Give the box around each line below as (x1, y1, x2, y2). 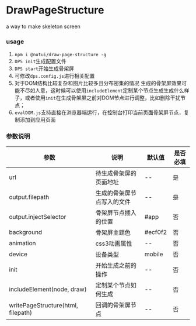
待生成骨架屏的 (95, 169, 137, 177)
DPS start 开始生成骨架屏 (14, 65, 75, 72)
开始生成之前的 (95, 261, 137, 269)
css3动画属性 (95, 239, 132, 248)
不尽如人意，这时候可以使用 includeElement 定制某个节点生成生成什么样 (19, 87, 190, 94)
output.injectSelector (9, 212, 66, 221)
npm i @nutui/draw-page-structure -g (14, 52, 107, 58)
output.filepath (9, 193, 50, 201)
